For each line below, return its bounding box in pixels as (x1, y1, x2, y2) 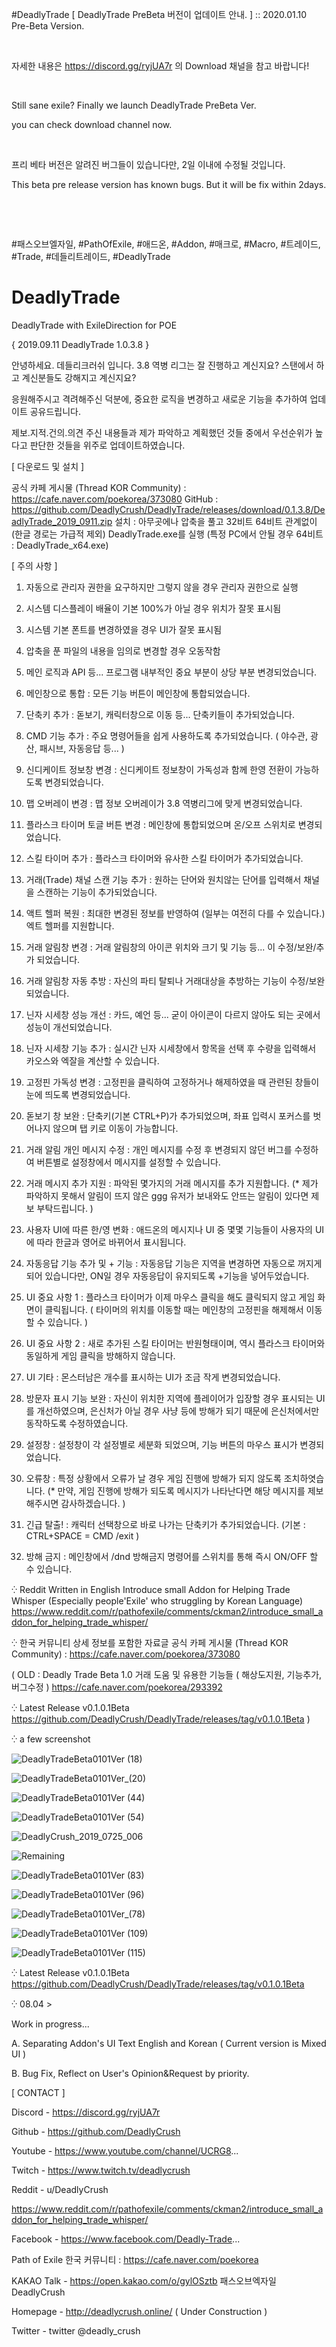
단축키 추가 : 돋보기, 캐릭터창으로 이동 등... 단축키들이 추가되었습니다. (25, 708, 296, 720)
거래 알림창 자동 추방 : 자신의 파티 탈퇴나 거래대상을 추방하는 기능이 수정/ (25, 974, 309, 987)
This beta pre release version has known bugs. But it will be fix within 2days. (11, 179, 327, 190)
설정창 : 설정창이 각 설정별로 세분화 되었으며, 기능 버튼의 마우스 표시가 (25, 1438, 298, 1450)
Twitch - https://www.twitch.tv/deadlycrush (11, 2164, 191, 2176)
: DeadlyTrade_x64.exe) (11, 539, 109, 551)
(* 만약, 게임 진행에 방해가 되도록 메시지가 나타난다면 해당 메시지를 (47, 1484, 306, 1497)
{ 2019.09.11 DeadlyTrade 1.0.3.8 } (11, 338, 150, 350)
